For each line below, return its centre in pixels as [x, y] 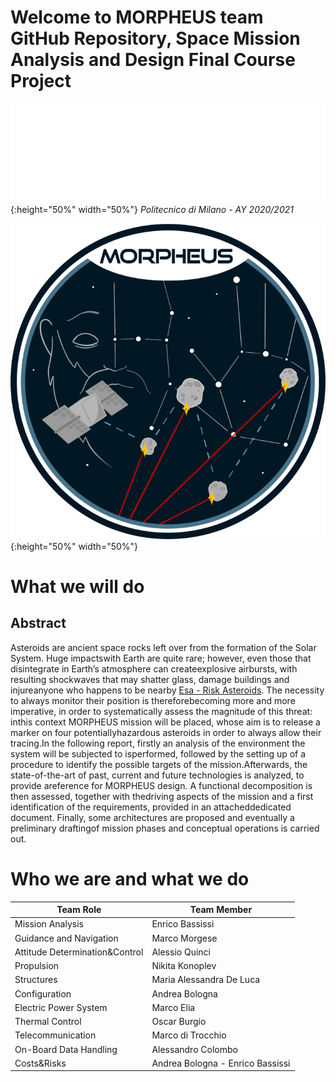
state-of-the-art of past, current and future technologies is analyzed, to [157, 775]
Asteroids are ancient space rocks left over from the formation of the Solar [163, 647]
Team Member [221, 910]
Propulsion [37, 966]
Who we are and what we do [130, 878]
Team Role [79, 910]
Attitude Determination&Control [79, 952]
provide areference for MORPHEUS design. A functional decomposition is [161, 785]
